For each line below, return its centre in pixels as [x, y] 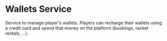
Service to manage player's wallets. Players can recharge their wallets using [84, 23]
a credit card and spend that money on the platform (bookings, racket [77, 28]
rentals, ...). [17, 33]
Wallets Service [38, 9]
